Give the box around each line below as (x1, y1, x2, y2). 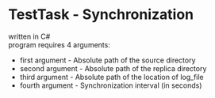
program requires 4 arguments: (8, 40, 111, 49)
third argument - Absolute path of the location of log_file (19, 72, 204, 81)
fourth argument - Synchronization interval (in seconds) (19, 81, 202, 90)
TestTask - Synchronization (8, 6, 194, 24)
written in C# (8, 32, 51, 41)
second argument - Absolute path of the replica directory (19, 63, 207, 73)
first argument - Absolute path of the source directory (19, 55, 196, 65)
